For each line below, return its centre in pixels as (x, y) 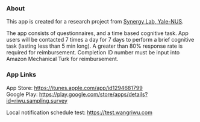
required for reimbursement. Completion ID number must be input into (93, 53)
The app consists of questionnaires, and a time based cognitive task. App (97, 33)
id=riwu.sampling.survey (37, 100)
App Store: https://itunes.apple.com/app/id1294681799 (74, 88)
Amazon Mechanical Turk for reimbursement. (62, 59)
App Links (21, 75)
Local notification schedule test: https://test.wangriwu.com (79, 112)
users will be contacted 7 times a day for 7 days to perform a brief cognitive (100, 40)
